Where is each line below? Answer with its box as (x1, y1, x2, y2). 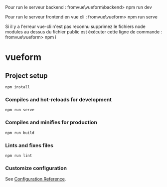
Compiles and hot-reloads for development (5, 96, 112, 103)
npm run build (5, 130, 35, 135)
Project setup (5, 71, 48, 80)
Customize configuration (5, 165, 67, 172)
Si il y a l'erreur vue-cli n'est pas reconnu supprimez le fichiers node (5, 23, 146, 29)
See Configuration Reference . (5, 176, 66, 182)
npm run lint (5, 153, 32, 158)
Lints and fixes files (5, 142, 54, 149)
